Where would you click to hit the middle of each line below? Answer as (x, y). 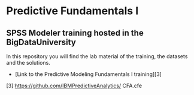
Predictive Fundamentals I (72, 11)
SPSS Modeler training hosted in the (75, 33)
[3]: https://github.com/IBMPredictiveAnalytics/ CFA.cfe (74, 85)
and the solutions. (28, 63)
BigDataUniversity (41, 42)
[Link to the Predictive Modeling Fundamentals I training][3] (88, 74)
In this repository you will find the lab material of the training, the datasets (97, 56)
